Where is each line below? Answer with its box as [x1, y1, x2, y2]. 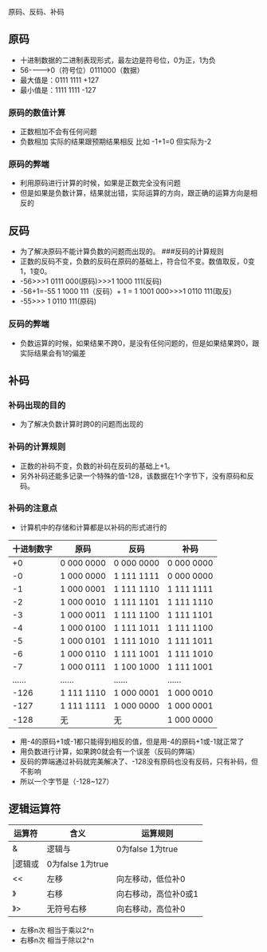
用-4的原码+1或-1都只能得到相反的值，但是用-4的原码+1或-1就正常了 [19, 736, 245, 746]
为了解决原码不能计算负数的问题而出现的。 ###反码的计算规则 [19, 247, 225, 256]
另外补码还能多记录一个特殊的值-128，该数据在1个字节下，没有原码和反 [19, 470, 254, 481]
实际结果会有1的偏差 [19, 348, 86, 358]
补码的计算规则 [8, 442, 66, 453]
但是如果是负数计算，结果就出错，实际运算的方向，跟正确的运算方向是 [19, 188, 251, 198]
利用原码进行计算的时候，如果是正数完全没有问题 [19, 178, 181, 188]
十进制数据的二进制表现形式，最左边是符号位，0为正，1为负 [19, 55, 217, 65]
